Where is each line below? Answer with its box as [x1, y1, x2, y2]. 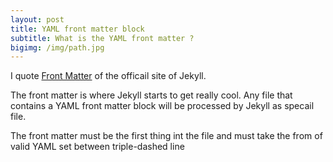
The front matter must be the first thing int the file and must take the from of [10, 130, 323, 142]
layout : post [10, 14, 65, 25]
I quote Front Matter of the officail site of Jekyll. [10, 70, 207, 82]
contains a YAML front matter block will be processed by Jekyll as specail [10, 100, 315, 112]
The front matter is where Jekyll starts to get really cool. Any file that [10, 89, 293, 101]
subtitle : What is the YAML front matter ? [10, 33, 195, 43]
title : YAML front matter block [10, 24, 145, 34]
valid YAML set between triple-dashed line [10, 141, 185, 153]
